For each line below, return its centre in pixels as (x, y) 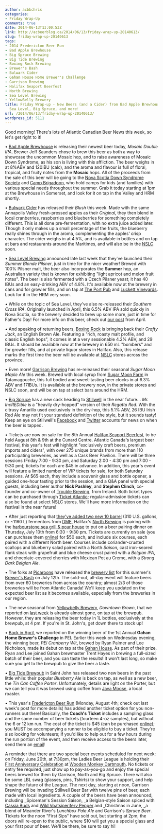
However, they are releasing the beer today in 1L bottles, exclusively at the (79, 618)
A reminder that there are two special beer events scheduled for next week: (81, 754)
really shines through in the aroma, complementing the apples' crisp (73, 233)
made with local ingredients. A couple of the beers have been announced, (79, 795)
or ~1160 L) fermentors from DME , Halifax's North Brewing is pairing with (78, 521)
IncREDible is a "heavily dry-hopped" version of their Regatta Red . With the (80, 405)
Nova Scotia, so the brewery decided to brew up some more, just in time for (81, 314)
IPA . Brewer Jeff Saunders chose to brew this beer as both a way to (73, 152)
